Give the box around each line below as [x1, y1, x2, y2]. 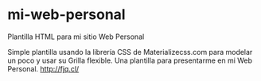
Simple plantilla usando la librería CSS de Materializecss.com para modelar [7, 47, 253, 56]
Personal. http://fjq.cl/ [7, 64, 80, 73]
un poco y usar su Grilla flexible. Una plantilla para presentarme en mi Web [7, 56, 252, 65]
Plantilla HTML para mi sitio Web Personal [7, 32, 145, 41]
